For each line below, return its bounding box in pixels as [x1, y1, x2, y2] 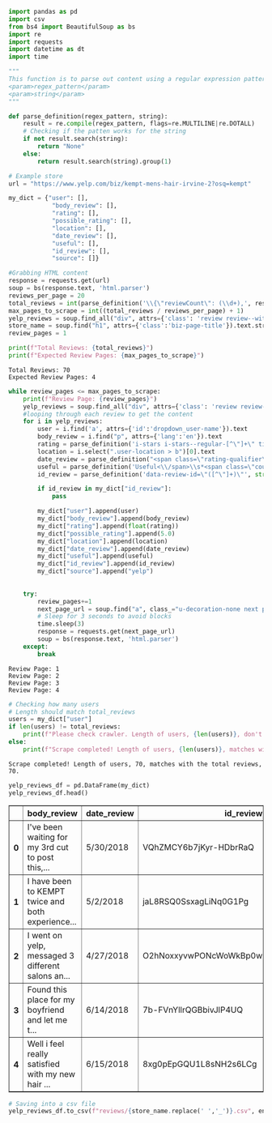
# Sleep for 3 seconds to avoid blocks [37, 613, 172, 621]
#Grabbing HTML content [8, 269, 89, 277]
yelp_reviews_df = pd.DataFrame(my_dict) [8, 781, 151, 789]
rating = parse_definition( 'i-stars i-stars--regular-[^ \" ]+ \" [37, 440, 255, 448]
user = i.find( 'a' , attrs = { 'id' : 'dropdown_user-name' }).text [37, 425, 249, 433]
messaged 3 [27, 950, 75, 961]
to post [27, 852, 54, 863]
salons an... [27, 970, 70, 981]
